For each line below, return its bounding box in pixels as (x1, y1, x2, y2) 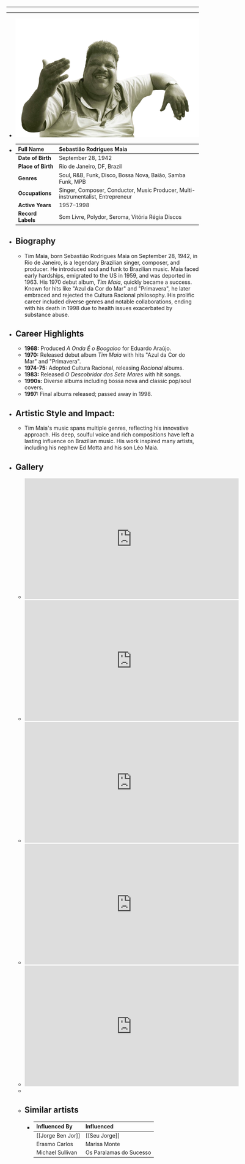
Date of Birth (18, 154, 51, 162)
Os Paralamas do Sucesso (85, 1149, 152, 1156)
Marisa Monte (85, 1140, 120, 1147)
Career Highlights (15, 329, 84, 339)
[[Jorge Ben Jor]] (36, 1132, 81, 1139)
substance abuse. (24, 311, 70, 318)
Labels (18, 216, 35, 224)
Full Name (18, 145, 45, 153)
